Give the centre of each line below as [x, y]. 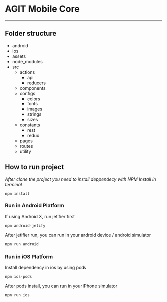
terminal [14, 184]
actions [27, 72]
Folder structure [31, 34]
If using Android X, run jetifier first [40, 216]
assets [19, 56]
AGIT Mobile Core [42, 9]
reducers [37, 83]
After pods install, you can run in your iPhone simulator [61, 286]
